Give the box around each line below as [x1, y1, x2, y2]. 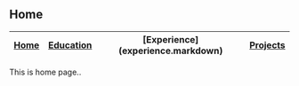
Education [47, 39, 93, 51]
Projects [248, 39, 286, 51]
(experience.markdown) [118, 44, 223, 57]
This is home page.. [9, 66, 82, 77]
